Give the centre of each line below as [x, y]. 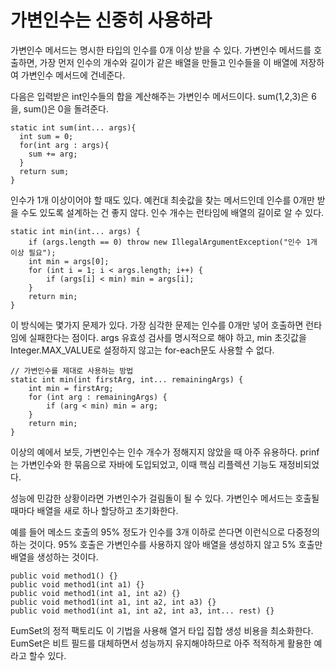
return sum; [44, 171]
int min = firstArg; [71, 388]
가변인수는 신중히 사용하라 [111, 20]
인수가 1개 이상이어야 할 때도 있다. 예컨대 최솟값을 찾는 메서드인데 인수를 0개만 [162, 200]
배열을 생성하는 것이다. [54, 557]
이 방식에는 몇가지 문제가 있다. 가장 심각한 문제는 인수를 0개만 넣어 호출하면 [157, 325]
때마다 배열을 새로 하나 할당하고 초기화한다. [94, 510]
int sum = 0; [46, 136]
